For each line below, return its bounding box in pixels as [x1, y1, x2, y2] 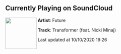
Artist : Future [37, 17, 66, 23]
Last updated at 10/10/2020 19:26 [37, 36, 107, 42]
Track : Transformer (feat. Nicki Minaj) [37, 27, 116, 33]
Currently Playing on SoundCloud [5, 4, 113, 12]
